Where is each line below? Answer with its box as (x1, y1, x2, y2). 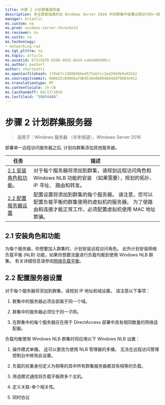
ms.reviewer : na (5, 30, 38, 35)
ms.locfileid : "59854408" (5, 94, 58, 99)
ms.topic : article (5, 53, 43, 58)
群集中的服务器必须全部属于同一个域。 (12, 298, 90, 304)
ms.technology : (5, 39, 36, 44)
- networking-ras (5, 44, 41, 49)
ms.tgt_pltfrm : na (5, 48, 43, 53)
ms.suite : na (5, 35, 32, 40)
